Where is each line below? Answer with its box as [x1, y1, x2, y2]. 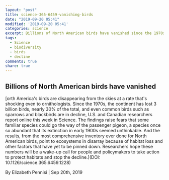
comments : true [5, 59, 37, 64]
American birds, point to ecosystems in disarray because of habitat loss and [5, 138, 163, 144]
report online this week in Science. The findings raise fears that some [5, 117, 149, 123]
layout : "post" [5, 7, 37, 13]
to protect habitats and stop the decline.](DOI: [5, 154, 101, 160]
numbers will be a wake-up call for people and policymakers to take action [5, 149, 160, 155]
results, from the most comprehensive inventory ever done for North [5, 133, 147, 139]
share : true [5, 63, 30, 68]
